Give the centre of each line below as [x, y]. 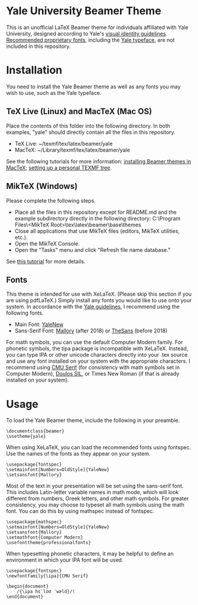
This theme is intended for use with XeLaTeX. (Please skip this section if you [99, 294]
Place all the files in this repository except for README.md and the [95, 212]
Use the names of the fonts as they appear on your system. [78, 454]
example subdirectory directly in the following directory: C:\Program [98, 218]
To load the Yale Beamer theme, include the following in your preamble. [93, 420]
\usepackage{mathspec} [34, 522]
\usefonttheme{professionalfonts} [49, 543]
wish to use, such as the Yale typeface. [54, 92]
